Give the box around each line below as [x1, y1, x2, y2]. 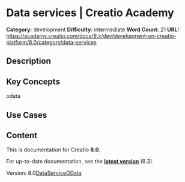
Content [6, 130, 38, 141]
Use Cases [6, 110, 47, 120]
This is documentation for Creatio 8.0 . [6, 146, 101, 153]
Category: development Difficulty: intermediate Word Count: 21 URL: [6, 26, 180, 33]
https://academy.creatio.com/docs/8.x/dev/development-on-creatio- [6, 32, 177, 39]
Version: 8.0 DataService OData [6, 169, 82, 177]
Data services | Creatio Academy [6, 6, 174, 20]
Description [6, 56, 51, 66]
